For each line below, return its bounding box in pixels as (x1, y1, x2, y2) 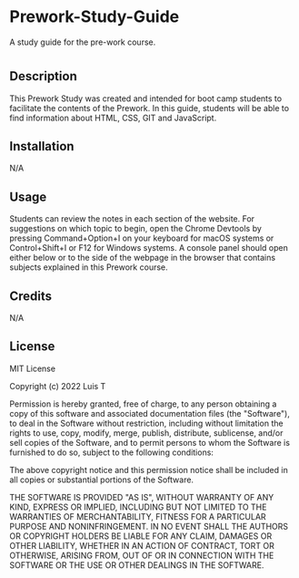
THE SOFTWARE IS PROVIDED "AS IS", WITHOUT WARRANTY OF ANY (9, 491, 274, 502)
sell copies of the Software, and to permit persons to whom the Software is (9, 437, 291, 448)
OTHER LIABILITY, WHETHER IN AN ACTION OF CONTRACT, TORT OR (9, 540, 274, 551)
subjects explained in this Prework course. (9, 262, 168, 273)
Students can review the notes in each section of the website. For (9, 213, 255, 224)
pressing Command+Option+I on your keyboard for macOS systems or (9, 232, 274, 243)
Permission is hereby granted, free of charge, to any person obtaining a (9, 398, 277, 409)
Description (9, 68, 77, 84)
